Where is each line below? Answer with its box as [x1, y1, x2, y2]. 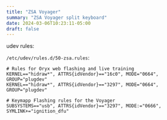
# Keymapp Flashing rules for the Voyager [6, 98, 115, 104]
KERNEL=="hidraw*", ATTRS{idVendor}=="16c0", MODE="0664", [6, 71, 159, 78]
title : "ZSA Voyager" [6, 8, 61, 15]
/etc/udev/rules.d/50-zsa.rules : [6, 54, 90, 61]
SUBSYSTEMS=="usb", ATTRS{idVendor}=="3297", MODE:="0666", [6, 103, 162, 109]
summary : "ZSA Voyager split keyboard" [6, 15, 107, 21]
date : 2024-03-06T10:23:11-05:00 [6, 20, 91, 26]
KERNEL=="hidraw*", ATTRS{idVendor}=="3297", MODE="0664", [6, 82, 159, 88]
